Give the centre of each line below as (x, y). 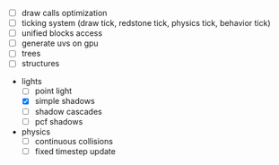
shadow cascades (68, 111)
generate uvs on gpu (60, 43)
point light (53, 91)
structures (40, 64)
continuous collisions (74, 141)
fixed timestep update (75, 151)
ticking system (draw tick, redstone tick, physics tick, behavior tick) (146, 23)
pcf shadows (59, 121)
